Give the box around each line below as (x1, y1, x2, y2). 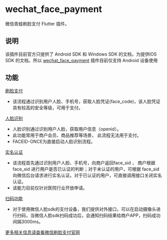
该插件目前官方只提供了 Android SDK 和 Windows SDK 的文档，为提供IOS (5, 51, 157, 57)
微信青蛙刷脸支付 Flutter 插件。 (5, 21, 70, 27)
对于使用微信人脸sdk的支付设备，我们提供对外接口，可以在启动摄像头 (12, 206, 156, 212)
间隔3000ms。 (12, 218, 44, 224)
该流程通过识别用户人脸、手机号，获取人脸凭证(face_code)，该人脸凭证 (12, 98, 160, 104)
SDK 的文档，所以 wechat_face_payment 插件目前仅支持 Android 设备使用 (5, 57, 158, 63)
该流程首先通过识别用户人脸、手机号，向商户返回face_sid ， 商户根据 (12, 159, 155, 166)
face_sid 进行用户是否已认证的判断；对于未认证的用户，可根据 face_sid (12, 166, 159, 172)
